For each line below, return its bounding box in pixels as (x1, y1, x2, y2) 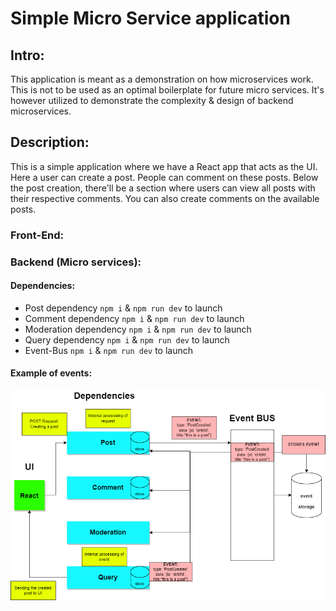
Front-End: (10, 228, 65, 242)
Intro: (10, 47, 45, 64)
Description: (10, 134, 90, 151)
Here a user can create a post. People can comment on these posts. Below (10, 171, 319, 183)
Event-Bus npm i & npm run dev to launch (24, 344, 194, 356)
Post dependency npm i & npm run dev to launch (24, 302, 223, 314)
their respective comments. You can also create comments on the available (10, 192, 320, 204)
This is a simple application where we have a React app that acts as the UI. (10, 160, 318, 172)
